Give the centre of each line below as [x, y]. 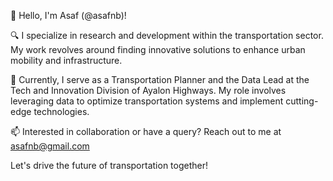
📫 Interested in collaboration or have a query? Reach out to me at [146, 131]
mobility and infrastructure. [66, 60]
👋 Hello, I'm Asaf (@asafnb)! [68, 15]
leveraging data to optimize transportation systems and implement [147, 101]
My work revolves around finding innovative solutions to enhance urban [158, 49]
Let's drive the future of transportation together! [109, 165]
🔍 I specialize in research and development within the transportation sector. [167, 35]
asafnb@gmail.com [50, 146]
